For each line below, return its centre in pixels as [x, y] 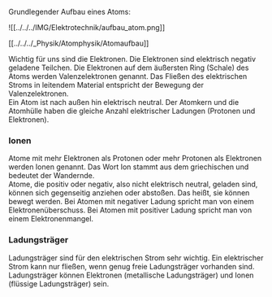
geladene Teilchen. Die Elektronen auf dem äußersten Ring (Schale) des [129, 68]
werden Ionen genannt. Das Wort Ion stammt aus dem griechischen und [129, 167]
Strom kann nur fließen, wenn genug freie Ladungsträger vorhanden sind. [132, 266]
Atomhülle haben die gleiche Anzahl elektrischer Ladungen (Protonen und [132, 111]
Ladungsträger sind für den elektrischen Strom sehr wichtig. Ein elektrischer [136, 258]
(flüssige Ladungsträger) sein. [59, 283]
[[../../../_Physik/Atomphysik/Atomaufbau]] [79, 43]
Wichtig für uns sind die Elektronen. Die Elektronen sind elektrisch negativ [132, 59]
